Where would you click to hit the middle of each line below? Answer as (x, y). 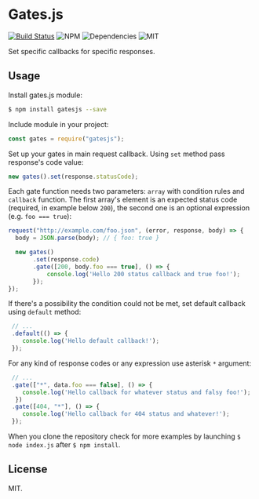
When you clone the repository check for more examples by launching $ (124, 436)
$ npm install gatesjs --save (58, 109)
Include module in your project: (58, 124)
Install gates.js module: (45, 95)
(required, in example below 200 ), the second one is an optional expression (129, 208)
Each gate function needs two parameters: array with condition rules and (126, 191)
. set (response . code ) (66, 260)
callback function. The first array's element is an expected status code (123, 200)
